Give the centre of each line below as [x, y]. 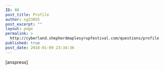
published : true [23, 43]
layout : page [19, 29]
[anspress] [17, 62]
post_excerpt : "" [24, 24]
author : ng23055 [23, 19]
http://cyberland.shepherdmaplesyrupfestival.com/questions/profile [85, 39]
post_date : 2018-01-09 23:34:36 [40, 48]
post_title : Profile [27, 15]
